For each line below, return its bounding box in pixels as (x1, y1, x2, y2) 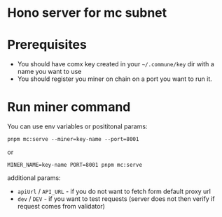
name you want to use (17, 68, 82, 76)
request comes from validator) (17, 202, 105, 211)
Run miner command (7, 99, 131, 115)
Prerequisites (7, 37, 88, 53)
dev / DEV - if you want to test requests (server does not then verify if (17, 195, 215, 203)
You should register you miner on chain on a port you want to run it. (17, 75, 212, 83)
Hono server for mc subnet (7, 5, 167, 21)
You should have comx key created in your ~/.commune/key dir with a (17, 60, 215, 68)
